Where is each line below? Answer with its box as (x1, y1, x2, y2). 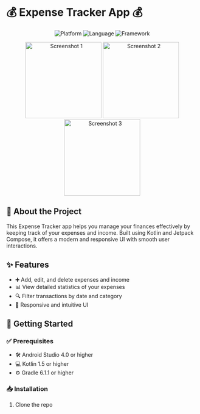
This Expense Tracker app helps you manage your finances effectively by (6, 223, 190, 230)
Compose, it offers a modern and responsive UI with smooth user (6, 235, 170, 243)
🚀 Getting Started (6, 318, 74, 329)
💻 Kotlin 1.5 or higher (15, 360, 69, 368)
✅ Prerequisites (6, 337, 53, 345)
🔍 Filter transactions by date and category (15, 292, 123, 299)
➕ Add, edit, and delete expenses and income (15, 276, 129, 283)
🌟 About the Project (6, 206, 82, 217)
